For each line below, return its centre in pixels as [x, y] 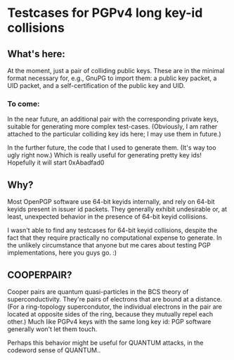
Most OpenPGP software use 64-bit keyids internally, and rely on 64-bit [111, 202]
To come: [24, 103]
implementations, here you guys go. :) [62, 253]
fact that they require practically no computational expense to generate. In [115, 238]
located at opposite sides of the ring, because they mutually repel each [110, 314]
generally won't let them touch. [52, 329]
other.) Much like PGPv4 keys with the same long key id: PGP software [109, 321]
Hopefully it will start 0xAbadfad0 [56, 162]
